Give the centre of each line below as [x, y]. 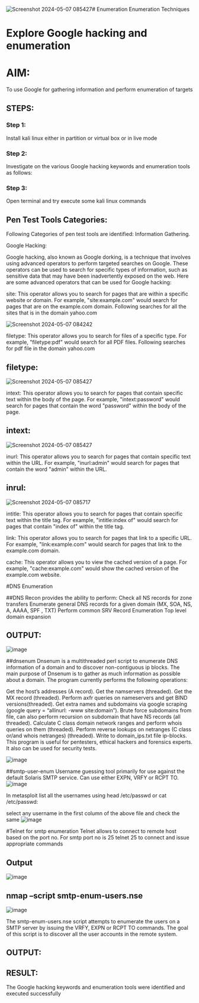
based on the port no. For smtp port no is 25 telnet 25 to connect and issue [98, 838]
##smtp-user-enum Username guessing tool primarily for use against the [95, 771]
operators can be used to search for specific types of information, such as [97, 270]
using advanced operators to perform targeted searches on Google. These [97, 263]
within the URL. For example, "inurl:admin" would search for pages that [93, 463]
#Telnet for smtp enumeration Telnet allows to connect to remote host [91, 831]
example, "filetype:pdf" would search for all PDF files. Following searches [96, 342]
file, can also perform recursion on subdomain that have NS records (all [93, 717]
